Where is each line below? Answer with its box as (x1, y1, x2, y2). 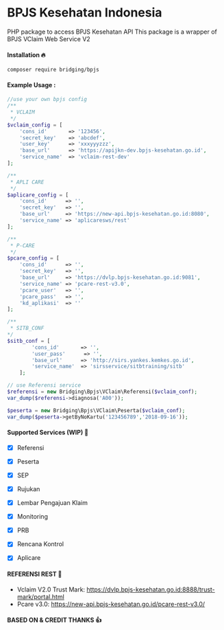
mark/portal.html (16, 592, 65, 600)
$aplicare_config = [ (7, 191, 69, 199)
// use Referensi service (7, 382, 81, 389)
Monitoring (16, 513, 48, 521)
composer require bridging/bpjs (7, 67, 99, 74)
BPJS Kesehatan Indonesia (7, 5, 162, 21)
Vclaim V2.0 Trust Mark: (16, 585, 86, 594)
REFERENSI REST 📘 (7, 570, 62, 578)
